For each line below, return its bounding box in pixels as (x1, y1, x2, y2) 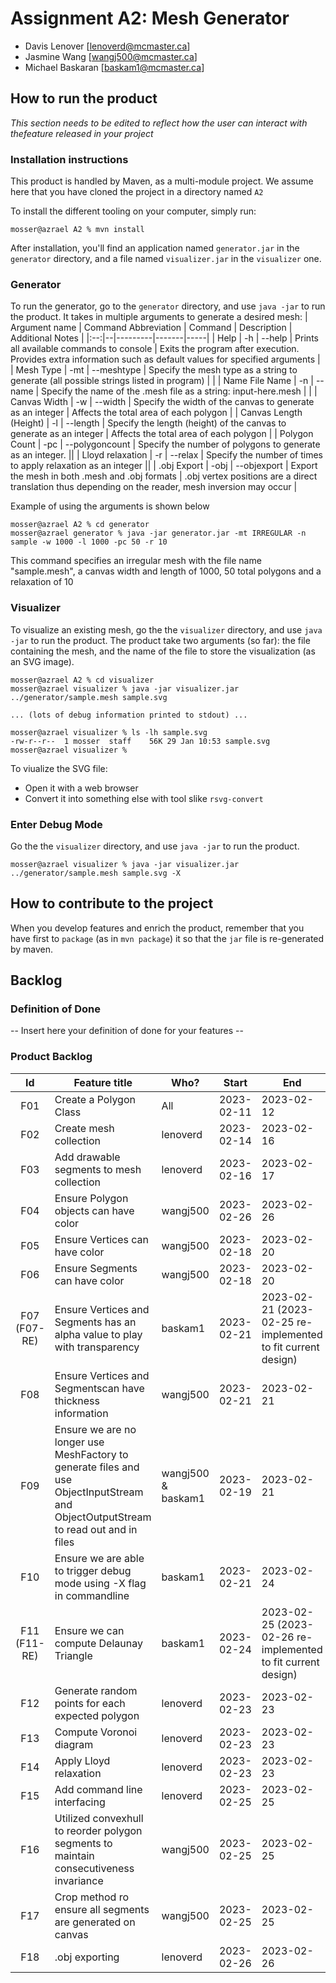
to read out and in (54, 1522, 138, 1536)
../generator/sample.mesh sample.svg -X (10, 868, 182, 878)
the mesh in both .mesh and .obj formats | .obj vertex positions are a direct (10, 470, 318, 482)
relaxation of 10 (10, 576, 74, 588)
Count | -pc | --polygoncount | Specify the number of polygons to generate (10, 438, 321, 451)
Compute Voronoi (54, 1725, 138, 1739)
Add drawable (54, 1150, 121, 1164)
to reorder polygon (54, 1823, 143, 1837)
